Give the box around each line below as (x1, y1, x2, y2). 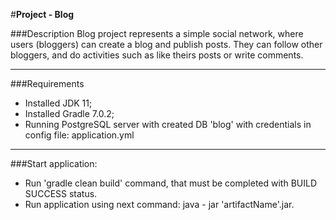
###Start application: (10, 158, 98, 169)
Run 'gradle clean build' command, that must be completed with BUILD (24, 177, 318, 189)
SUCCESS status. (24, 188, 98, 199)
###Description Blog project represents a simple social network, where (10, 28, 304, 39)
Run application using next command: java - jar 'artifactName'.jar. (24, 199, 295, 210)
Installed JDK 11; (24, 97, 93, 109)
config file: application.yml (24, 129, 135, 141)
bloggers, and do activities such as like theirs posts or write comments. (10, 49, 304, 61)
